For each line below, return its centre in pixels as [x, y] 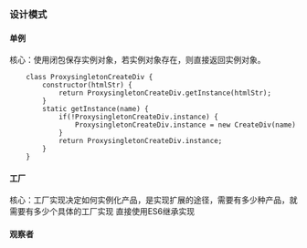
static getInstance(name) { [95, 109]
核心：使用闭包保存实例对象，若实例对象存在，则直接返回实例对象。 [138, 60]
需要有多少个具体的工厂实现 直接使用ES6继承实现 [102, 212]
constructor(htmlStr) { [87, 85]
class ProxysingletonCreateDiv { [90, 77]
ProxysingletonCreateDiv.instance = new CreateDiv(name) [185, 125]
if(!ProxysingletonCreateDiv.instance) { [138, 117]
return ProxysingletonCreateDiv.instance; [140, 141]
